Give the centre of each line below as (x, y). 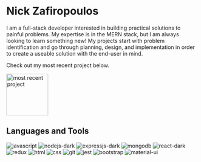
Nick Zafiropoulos (53, 11)
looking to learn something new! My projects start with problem (86, 40)
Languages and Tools (48, 131)
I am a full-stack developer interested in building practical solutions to (94, 28)
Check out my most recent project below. (58, 65)
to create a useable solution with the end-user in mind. (75, 53)
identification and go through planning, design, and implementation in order (101, 47)
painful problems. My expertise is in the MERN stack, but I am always (93, 34)
